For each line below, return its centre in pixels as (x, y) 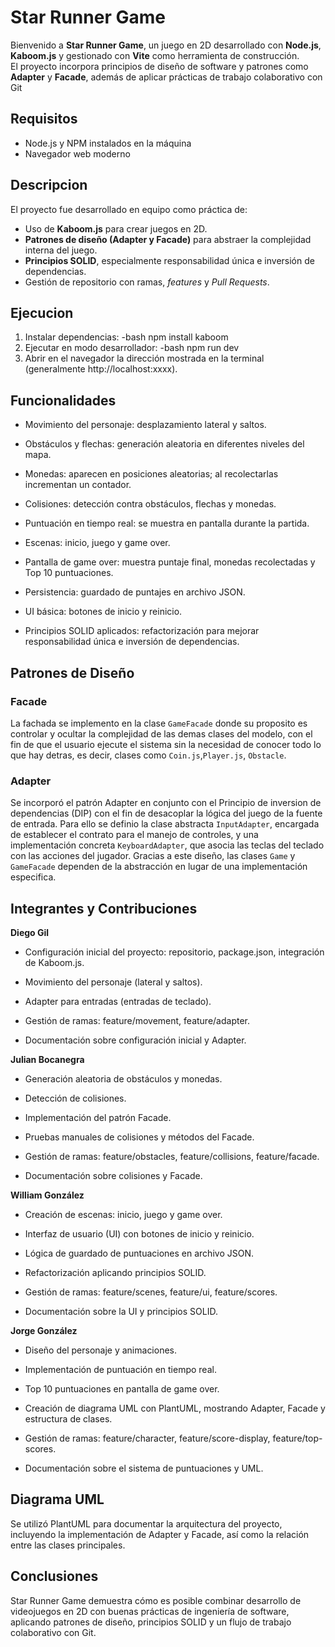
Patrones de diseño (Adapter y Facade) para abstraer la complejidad (168, 239)
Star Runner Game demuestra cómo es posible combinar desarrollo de (156, 1600)
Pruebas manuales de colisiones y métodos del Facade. (139, 1137)
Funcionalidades (63, 400)
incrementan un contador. (78, 485)
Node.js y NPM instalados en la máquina (108, 143)
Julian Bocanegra (47, 1059)
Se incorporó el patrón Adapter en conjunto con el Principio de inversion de (166, 803)
